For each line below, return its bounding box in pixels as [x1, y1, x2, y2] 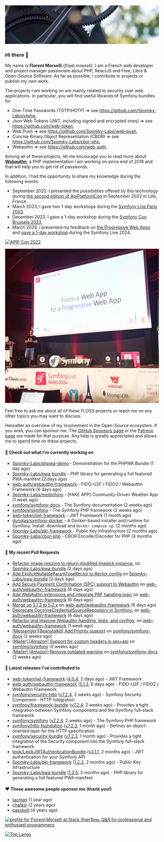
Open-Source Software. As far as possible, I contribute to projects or [5, 73, 143, 79]
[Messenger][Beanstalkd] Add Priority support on [12, 628, 112, 634]
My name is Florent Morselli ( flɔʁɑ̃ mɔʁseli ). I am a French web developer [5, 63, 154, 68]
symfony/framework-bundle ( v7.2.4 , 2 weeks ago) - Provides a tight [12, 702, 148, 707]
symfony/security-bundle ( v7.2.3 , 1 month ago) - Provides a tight [12, 733, 142, 739]
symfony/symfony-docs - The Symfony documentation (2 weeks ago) [12, 502, 153, 508]
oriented [12, 728, 29, 734]
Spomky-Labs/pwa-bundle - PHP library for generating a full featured [12, 471, 152, 477]
